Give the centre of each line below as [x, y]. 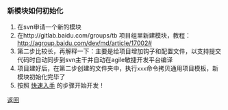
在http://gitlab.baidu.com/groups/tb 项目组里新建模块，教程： [104, 36]
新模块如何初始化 [35, 10]
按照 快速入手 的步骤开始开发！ [61, 85]
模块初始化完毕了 [41, 77]
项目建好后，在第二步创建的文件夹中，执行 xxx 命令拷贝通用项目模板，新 [118, 68]
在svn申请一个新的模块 [49, 27]
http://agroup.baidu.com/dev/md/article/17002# [85, 43]
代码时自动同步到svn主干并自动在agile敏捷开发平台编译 [95, 60]
